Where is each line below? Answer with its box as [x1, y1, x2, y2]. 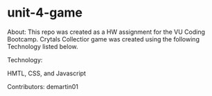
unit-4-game [7, 5, 83, 21]
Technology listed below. [7, 42, 78, 50]
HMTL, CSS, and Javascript [7, 69, 87, 77]
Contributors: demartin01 [7, 82, 78, 90]
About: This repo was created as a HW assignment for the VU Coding [7, 28, 206, 36]
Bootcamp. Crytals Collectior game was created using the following [7, 35, 200, 43]
